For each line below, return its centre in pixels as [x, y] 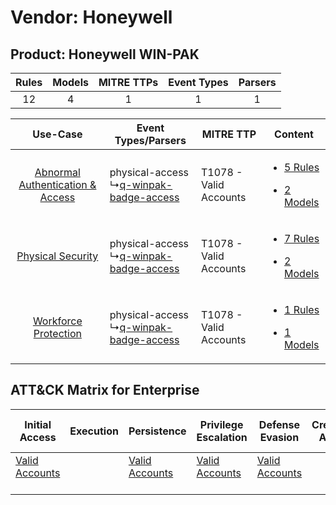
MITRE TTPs [128, 82]
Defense [279, 424]
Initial [38, 424]
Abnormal [57, 172]
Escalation [222, 437]
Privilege [221, 424]
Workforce [57, 321]
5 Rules [302, 167]
